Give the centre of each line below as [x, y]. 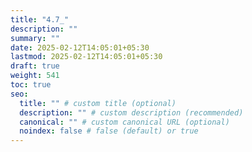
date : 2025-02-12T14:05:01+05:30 [80, 47]
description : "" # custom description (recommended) [131, 112]
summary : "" [35, 38]
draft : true [35, 66]
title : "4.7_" [40, 19]
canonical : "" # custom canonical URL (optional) [124, 122]
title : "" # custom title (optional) [98, 103]
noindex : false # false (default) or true [109, 131]
